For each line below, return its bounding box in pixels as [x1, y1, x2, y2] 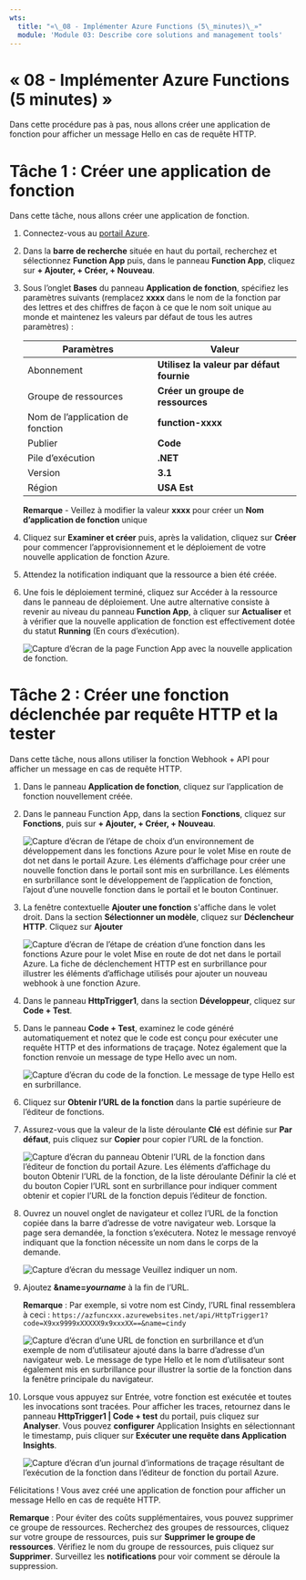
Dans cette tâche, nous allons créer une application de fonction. [9, 211, 250, 222]
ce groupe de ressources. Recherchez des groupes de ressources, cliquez [9, 1522, 290, 1533]
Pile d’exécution [26, 452, 96, 465]
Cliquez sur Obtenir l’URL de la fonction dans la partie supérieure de [22, 1097, 282, 1108]
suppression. [9, 1561, 58, 1572]
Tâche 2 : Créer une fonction [9, 685, 229, 706]
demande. [22, 1246, 61, 1258]
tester [9, 724, 56, 744]
